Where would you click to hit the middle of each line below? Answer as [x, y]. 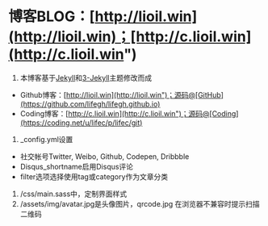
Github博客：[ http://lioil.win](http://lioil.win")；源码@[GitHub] [122, 94]
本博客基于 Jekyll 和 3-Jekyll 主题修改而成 [86, 77]
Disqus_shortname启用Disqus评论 [77, 166]
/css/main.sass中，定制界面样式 [73, 194]
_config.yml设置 [46, 139]
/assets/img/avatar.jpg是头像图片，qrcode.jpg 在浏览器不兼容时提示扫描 [140, 203]
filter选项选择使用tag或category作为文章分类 [94, 176]
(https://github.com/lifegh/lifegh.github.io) [90, 104]
